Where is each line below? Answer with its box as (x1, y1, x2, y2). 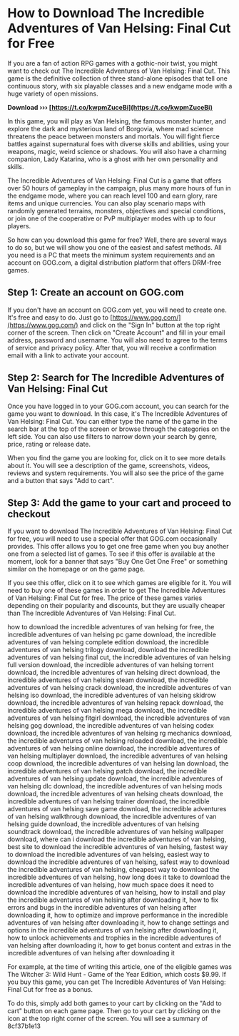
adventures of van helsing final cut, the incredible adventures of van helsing (7, 653, 231, 661)
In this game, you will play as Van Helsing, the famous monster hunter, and (7, 116, 227, 126)
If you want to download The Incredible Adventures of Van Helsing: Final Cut (7, 527, 233, 536)
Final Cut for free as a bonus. (7, 985, 93, 994)
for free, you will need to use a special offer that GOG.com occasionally (7, 534, 218, 543)
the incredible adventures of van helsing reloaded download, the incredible (7, 736, 228, 745)
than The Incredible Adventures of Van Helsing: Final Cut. (7, 609, 176, 618)
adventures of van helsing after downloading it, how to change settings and (7, 918, 230, 927)
